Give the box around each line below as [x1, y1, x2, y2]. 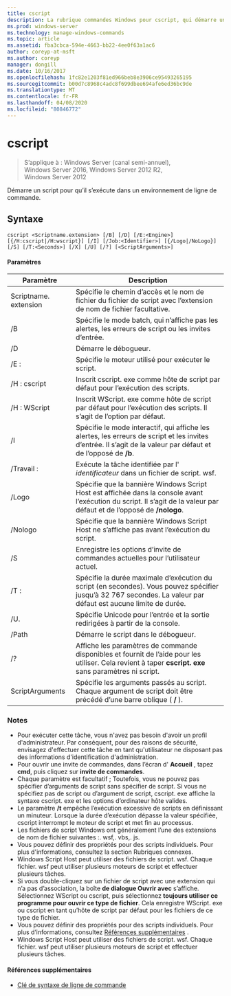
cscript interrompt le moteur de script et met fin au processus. [16, 819, 194, 826]
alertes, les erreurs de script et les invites [75, 431, 209, 440]
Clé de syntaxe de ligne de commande [16, 981, 126, 989]
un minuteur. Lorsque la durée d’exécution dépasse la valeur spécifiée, [16, 811, 218, 819]
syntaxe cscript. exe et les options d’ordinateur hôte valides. [16, 797, 188, 804]
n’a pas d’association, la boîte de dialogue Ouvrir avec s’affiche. [16, 884, 199, 892]
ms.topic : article [7, 36, 60, 43]
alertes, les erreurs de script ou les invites [75, 324, 211, 333]
